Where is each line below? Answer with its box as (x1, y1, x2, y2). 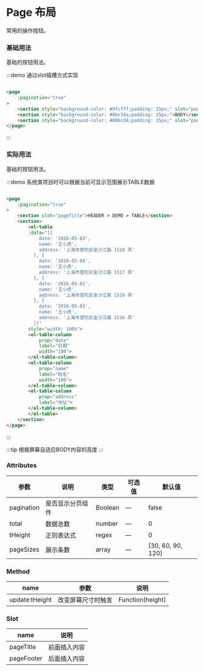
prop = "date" (38, 337, 69, 343)
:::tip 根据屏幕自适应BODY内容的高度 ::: (6, 446, 104, 453)
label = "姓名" (38, 371, 70, 378)
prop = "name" (38, 365, 69, 371)
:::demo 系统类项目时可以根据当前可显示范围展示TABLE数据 (6, 178, 155, 186)
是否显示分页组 (45, 499, 89, 507)
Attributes (6, 461, 37, 469)
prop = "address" (38, 394, 78, 400)
